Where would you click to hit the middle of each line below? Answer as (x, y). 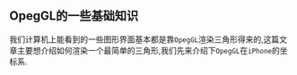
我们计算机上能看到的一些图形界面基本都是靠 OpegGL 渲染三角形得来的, (136, 39)
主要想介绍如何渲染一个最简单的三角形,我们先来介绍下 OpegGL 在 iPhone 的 (148, 50)
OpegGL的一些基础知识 (74, 16)
